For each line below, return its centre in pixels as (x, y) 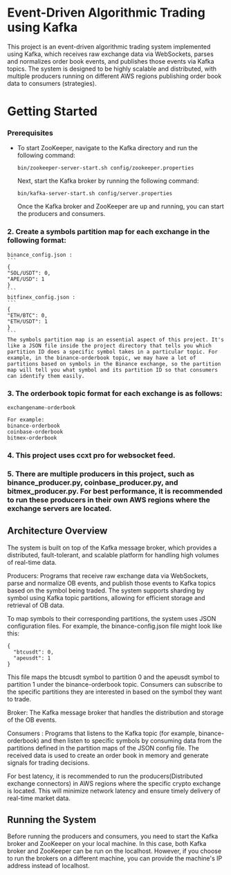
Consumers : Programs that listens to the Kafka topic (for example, (102, 733)
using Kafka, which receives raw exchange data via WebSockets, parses (111, 54)
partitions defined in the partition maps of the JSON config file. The (103, 748)
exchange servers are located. (59, 508)
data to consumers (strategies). (52, 83)
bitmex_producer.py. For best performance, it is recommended (115, 491)
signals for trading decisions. (48, 762)
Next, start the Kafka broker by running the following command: (108, 181)
